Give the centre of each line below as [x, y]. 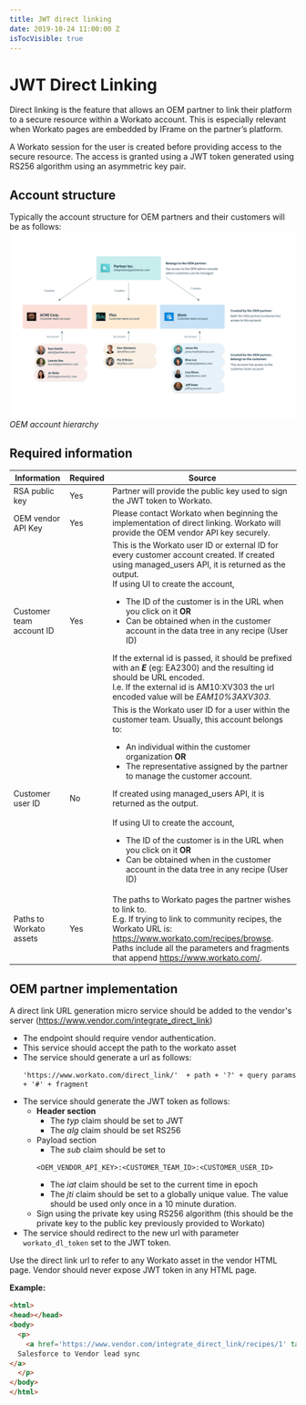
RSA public [34, 491]
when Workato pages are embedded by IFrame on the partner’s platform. [147, 129]
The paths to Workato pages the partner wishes [202, 899]
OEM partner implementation [94, 989]
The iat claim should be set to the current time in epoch [153, 1184]
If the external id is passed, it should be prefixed [202, 658]
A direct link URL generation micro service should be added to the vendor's [151, 1011]
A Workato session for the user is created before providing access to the [146, 147]
